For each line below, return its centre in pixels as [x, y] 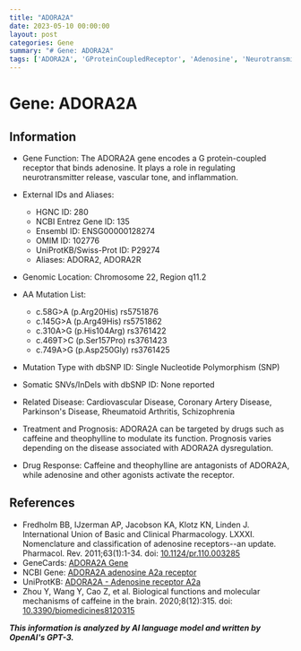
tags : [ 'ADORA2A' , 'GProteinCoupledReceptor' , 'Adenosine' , [124, 59]
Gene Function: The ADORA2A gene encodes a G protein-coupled [144, 158]
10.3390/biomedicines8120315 [78, 610]
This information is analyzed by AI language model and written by [135, 628]
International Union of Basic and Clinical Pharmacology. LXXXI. [138, 534]
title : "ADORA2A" [42, 17]
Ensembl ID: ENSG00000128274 [95, 231]
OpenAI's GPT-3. [42, 637]
